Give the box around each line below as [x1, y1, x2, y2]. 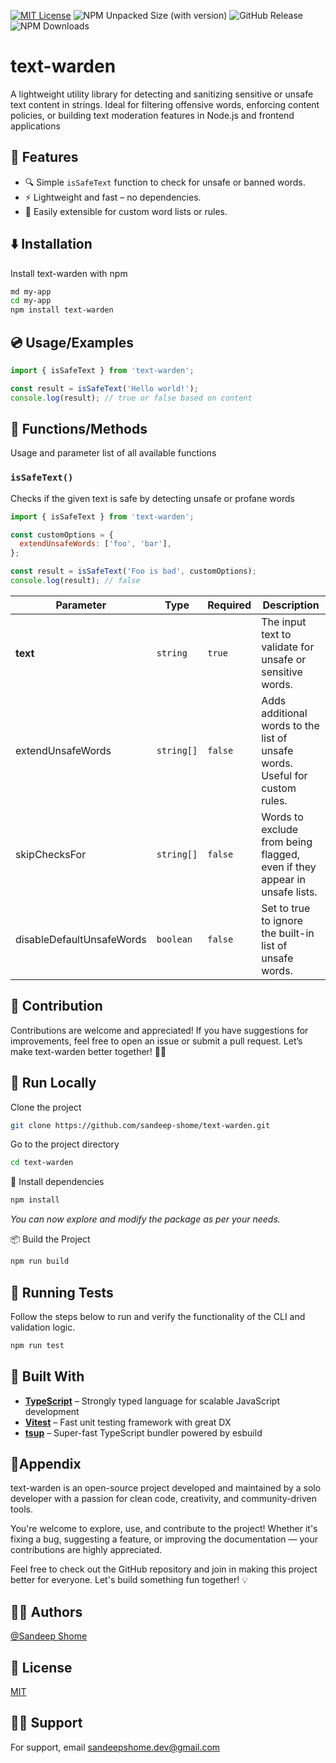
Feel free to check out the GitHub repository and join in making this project [10, 1563, 318, 1575]
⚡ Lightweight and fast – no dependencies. [24, 191, 202, 203]
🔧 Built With [10, 1368, 85, 1385]
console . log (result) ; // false [10, 576, 141, 586]
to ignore [261, 913, 303, 927]
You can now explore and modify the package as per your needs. [10, 1213, 281, 1225]
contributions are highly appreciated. [10, 1544, 163, 1556]
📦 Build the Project [10, 1233, 91, 1245]
